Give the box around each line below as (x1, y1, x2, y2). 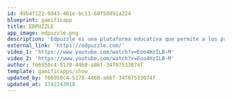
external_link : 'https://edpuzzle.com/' (7, 42, 126, 49)
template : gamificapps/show (7, 68, 88, 75)
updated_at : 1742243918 (7, 81, 76, 88)
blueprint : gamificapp (7, 17, 72, 23)
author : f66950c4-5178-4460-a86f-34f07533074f (7, 61, 144, 68)
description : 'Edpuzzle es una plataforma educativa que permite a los (7, 36, 217, 43)
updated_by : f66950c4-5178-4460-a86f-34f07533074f (7, 74, 156, 81)
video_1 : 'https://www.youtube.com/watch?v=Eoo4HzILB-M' (7, 49, 175, 56)
